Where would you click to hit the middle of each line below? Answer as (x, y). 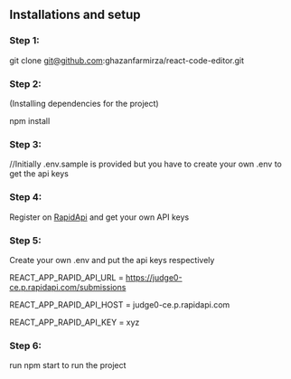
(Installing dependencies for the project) (84, 103)
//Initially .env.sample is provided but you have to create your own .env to (145, 164)
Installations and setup (75, 15)
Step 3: (26, 144)
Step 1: (24, 41)
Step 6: (26, 346)
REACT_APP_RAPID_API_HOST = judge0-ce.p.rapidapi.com (120, 304)
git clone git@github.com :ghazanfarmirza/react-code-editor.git (127, 60)
